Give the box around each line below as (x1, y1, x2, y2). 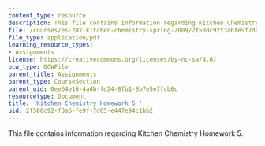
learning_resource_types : (8, 41, 93, 49)
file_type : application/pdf (8, 33, 101, 42)
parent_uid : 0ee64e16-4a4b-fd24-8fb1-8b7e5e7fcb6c (8, 84, 178, 93)
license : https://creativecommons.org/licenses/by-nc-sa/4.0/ (8, 56, 217, 64)
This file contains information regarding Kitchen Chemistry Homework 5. (8, 129, 244, 138)
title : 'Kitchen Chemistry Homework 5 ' (8, 99, 144, 107)
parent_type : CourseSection (8, 77, 101, 85)
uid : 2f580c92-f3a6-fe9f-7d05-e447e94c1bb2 (8, 107, 154, 115)
